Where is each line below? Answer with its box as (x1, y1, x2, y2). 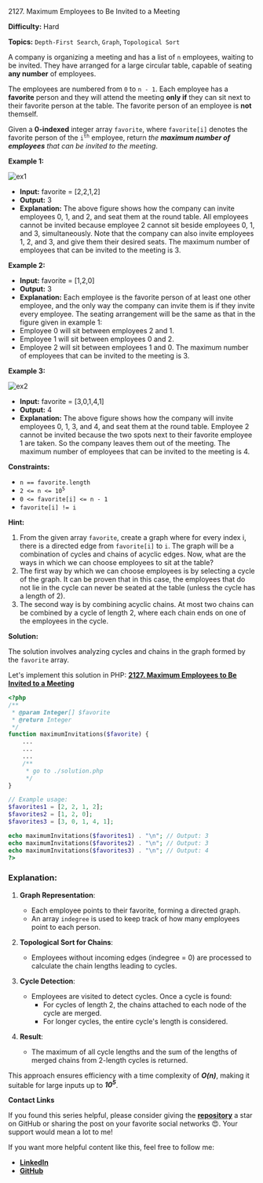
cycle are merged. (42, 1008, 102, 1017)
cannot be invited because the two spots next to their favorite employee (19, 430, 253, 439)
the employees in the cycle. (19, 616, 108, 626)
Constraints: (8, 462, 50, 471)
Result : (19, 1031, 43, 1041)
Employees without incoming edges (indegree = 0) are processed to (31, 953, 252, 962)
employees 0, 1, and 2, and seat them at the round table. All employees (19, 212, 249, 221)
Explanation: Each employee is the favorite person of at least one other (19, 292, 251, 302)
